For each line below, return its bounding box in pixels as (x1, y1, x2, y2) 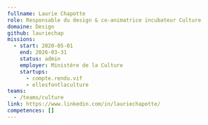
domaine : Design (7, 23, 54, 30)
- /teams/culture (13, 94, 64, 101)
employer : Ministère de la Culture (20, 62, 124, 69)
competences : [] (7, 107, 54, 114)
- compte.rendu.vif (25, 74, 82, 82)
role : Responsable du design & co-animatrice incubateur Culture (7, 17, 201, 24)
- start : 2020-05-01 (13, 42, 73, 49)
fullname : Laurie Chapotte (7, 10, 86, 17)
